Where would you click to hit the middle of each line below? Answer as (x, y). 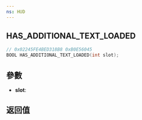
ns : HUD (16, 12)
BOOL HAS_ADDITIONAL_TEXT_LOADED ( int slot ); (63, 55)
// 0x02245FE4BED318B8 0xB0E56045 (49, 50)
